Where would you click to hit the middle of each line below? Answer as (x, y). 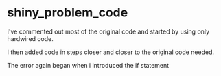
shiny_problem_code (68, 13)
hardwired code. (30, 38)
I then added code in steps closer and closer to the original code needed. (111, 52)
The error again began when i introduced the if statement (88, 65)
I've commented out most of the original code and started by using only (108, 31)
